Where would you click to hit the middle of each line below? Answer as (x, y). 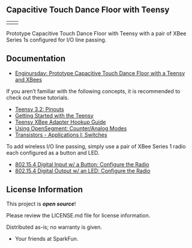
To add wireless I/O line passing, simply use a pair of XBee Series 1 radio (96, 146)
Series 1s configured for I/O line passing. (56, 40)
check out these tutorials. (37, 97)
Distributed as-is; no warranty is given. (54, 227)
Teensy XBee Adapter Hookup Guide (60, 122)
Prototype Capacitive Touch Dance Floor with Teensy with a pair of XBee (96, 33)
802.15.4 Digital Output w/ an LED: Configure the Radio (83, 171)
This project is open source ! (41, 204)
